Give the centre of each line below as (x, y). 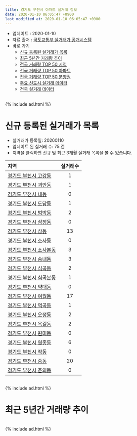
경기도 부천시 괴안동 (30, 185)
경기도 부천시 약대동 (30, 287)
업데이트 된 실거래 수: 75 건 (39, 147)
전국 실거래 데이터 (37, 89)
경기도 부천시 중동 (27, 361)
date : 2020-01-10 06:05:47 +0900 (40, 14)
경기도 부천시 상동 (27, 231)
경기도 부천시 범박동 (30, 213)
